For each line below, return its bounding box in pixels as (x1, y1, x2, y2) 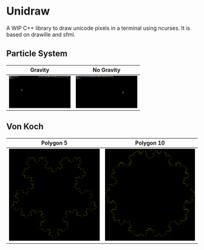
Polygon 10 (135, 139, 165, 147)
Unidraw (6, 4, 50, 18)
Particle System (6, 49, 68, 59)
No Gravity (92, 66, 121, 74)
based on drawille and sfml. (6, 30, 76, 38)
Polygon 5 (41, 139, 68, 147)
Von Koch (6, 122, 44, 132)
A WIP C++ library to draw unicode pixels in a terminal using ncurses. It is (6, 24, 191, 32)
